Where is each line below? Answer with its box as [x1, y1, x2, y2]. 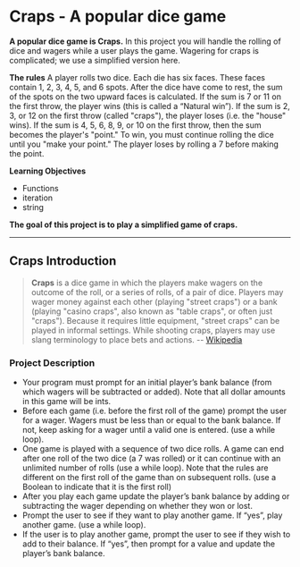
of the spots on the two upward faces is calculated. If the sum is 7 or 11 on [9, 91, 281, 102]
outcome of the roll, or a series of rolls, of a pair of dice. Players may [30, 286, 284, 297]
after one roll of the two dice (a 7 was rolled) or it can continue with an [21, 453, 281, 464]
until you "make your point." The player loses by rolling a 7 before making [9, 139, 279, 149]
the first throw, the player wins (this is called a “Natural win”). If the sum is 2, [9, 100, 290, 111]
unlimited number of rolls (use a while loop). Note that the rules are [21, 462, 269, 473]
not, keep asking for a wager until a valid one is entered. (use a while [21, 425, 276, 436]
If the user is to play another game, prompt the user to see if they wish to [21, 529, 291, 540]
